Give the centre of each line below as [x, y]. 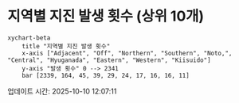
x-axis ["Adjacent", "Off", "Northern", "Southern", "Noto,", [127, 53]
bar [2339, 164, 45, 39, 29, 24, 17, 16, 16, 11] [106, 75]
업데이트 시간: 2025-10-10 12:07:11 [62, 91]
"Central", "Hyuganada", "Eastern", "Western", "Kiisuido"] [110, 60]
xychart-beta [29, 38]
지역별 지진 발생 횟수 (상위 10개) [106, 16]
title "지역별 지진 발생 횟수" [66, 46]
